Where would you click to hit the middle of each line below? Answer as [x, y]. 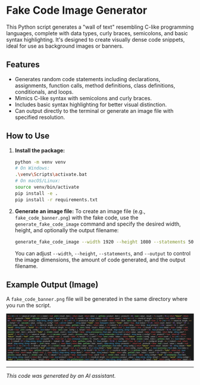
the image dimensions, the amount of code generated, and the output [100, 260]
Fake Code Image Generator [77, 10]
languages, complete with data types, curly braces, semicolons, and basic [97, 33]
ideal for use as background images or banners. [65, 46]
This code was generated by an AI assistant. [61, 376]
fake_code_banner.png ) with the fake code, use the [76, 217]
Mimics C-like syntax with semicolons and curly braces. [83, 98]
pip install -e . [36, 193]
